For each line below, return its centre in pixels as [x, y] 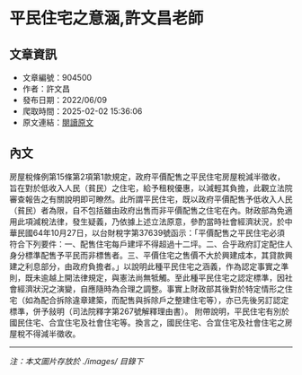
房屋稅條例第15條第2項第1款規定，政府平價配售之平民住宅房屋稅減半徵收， [147, 177]
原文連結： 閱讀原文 [58, 122]
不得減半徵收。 [53, 334]
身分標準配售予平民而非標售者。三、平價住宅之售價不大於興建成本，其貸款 [147, 255]
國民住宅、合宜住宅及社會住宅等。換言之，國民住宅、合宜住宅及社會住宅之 [147, 322]
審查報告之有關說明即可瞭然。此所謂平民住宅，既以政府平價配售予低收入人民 [151, 199]
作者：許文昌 [46, 89]
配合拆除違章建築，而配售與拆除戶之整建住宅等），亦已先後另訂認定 [164, 300]
